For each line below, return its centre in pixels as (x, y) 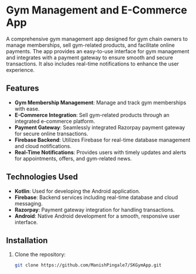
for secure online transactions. (51, 133)
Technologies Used (42, 177)
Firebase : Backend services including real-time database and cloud (96, 197)
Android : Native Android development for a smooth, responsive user (97, 216)
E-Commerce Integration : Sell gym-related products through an (92, 115)
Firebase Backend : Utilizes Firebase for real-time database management (102, 140)
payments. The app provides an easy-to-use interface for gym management (98, 51)
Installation (27, 240)
